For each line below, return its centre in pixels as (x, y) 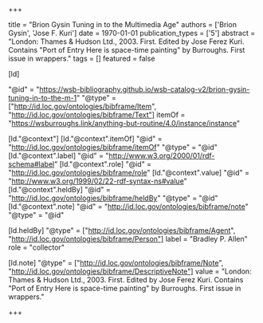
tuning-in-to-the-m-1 (43, 98)
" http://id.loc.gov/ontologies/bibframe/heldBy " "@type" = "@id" (113, 198)
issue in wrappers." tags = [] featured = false (82, 58)
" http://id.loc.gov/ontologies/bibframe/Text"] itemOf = (97, 115)
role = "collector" (37, 247)
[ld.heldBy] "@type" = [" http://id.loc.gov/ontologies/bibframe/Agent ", (122, 230)
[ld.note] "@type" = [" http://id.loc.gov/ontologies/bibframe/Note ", (116, 263)
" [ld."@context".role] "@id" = (103, 164)
